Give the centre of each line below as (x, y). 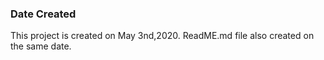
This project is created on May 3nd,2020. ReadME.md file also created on (162, 36)
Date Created (43, 14)
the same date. (41, 46)
